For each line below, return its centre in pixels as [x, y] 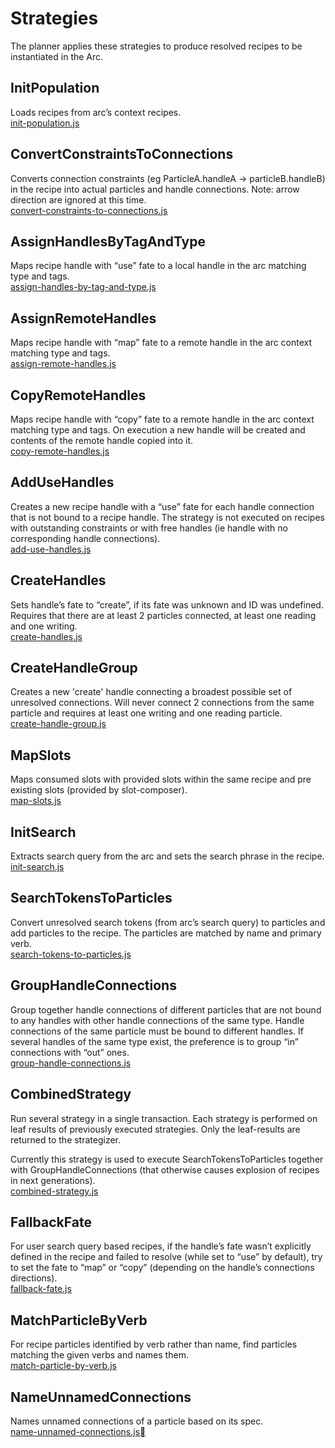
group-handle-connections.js [71, 1063]
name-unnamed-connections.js [75, 1431]
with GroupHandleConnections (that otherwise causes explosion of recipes [165, 1169]
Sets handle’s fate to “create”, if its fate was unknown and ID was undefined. [167, 604]
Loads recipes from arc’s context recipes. [96, 112]
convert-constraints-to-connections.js [89, 210]
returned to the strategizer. [66, 1139]
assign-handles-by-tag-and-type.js [83, 287]
